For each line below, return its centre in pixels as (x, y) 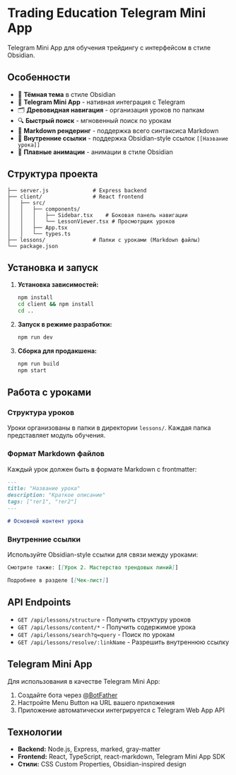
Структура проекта (53, 174)
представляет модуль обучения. (57, 436)
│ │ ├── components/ (44, 209)
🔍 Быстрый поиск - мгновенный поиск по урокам (94, 120)
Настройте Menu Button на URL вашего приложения (96, 702)
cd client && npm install (55, 304)
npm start (32, 370)
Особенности (39, 77)
